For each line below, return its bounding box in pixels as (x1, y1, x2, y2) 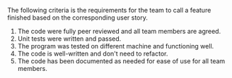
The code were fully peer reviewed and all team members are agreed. (17, 27, 221, 35)
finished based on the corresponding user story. (7, 13, 149, 22)
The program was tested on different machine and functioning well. (17, 42, 214, 50)
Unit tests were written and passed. (17, 34, 122, 43)
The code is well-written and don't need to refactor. (17, 49, 168, 58)
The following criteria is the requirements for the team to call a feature (7, 6, 211, 14)
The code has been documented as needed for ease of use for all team (17, 57, 226, 65)
